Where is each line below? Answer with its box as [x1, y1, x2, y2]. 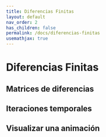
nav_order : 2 [6, 19, 38, 25]
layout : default [6, 14, 45, 20]
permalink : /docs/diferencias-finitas [6, 30, 100, 36]
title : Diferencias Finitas [6, 8, 75, 15]
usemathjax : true [6, 36, 48, 41]
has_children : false [6, 24, 56, 31]
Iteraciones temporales [6, 103, 92, 114]
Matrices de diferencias [6, 84, 94, 94]
